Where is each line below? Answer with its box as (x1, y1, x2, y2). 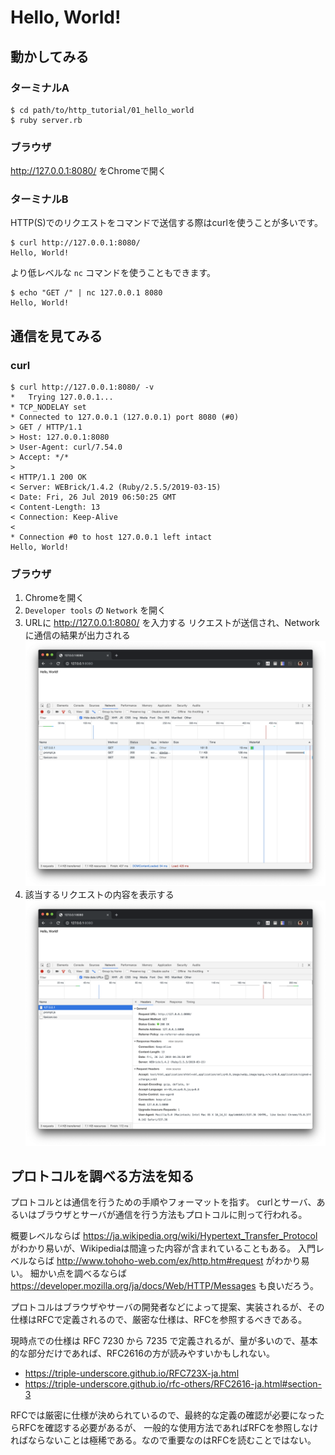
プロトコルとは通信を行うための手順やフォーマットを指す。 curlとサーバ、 (10, 1196, 317, 1208)
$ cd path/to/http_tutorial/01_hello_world (10, 105, 195, 115)
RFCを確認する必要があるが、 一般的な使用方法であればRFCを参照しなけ (18, 1422, 319, 1434)
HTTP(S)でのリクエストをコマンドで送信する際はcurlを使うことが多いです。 (10, 217, 323, 229)
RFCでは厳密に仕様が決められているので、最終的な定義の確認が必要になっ (10, 1409, 317, 1421)
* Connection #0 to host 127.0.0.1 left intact (10, 532, 213, 543)
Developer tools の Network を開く (24, 604, 167, 616)
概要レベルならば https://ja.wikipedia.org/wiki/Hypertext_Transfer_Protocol (10, 1230, 318, 1242)
